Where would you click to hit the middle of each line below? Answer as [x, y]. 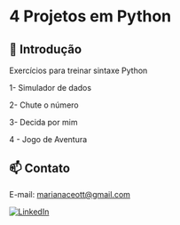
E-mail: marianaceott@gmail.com [70, 194]
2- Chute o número [44, 105]
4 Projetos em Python [90, 16]
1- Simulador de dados [50, 88]
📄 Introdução [46, 49]
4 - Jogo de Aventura [48, 139]
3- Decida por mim [43, 122]
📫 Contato [40, 169]
